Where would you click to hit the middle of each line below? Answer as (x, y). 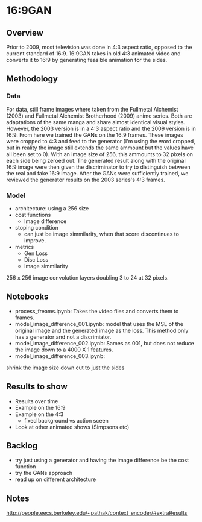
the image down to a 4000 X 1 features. (64, 350)
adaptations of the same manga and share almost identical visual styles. (96, 122)
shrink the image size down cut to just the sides (65, 368)
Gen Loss (36, 253)
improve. (35, 240)
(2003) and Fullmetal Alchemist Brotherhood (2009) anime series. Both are (99, 116)
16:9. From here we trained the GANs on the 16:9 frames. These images (95, 135)
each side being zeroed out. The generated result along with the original (96, 160)
